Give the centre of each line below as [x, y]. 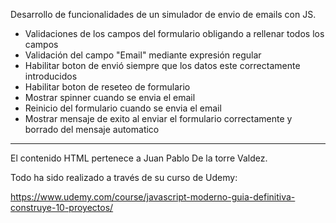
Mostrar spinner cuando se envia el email [110, 97]
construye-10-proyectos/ [62, 207]
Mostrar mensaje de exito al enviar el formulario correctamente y [158, 118]
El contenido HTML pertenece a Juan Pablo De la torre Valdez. [139, 158]
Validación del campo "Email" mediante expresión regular [143, 55]
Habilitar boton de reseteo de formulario [107, 87]
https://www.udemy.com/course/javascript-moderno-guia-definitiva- [153, 197]
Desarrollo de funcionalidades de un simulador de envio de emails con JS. [163, 14]
